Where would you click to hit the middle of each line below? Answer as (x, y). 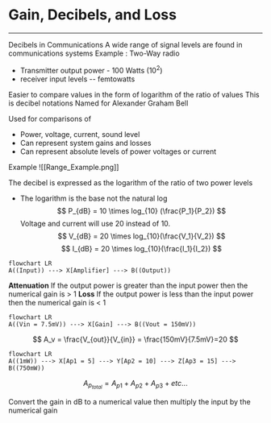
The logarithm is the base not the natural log (94, 198)
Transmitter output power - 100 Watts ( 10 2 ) (91, 69)
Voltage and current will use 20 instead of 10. (95, 223)
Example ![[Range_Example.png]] (64, 167)
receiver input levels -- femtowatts (77, 79)
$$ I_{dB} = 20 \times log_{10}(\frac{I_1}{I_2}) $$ (141, 248)
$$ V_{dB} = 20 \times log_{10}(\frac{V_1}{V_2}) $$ (142, 236)
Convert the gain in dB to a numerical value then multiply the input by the (130, 401)
